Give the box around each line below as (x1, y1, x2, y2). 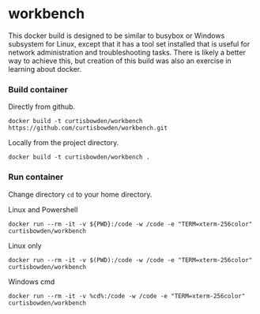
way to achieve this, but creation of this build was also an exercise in (8, 56, 232, 65)
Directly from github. (8, 102, 76, 111)
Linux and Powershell (8, 204, 78, 214)
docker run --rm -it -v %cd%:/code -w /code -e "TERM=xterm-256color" (8, 292, 246, 300)
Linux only (8, 241, 42, 250)
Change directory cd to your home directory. (8, 189, 153, 199)
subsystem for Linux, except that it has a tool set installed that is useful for (8, 39, 251, 48)
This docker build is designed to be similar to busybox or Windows (8, 31, 225, 40)
